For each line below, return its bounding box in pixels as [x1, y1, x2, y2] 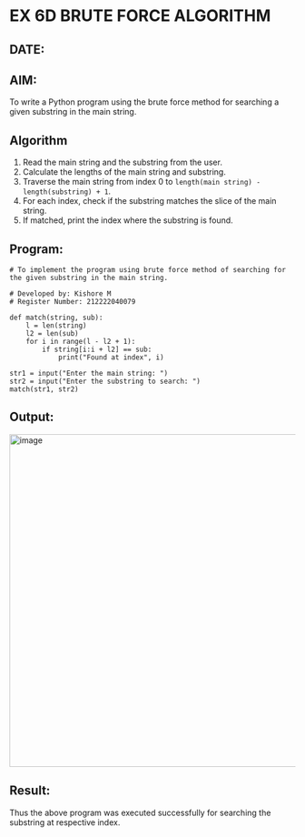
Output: [9, 409, 54, 425]
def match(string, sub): [9, 313, 103, 323]
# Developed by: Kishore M [9, 289, 112, 298]
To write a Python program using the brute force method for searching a [9, 96, 280, 107]
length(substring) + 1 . [22, 186, 112, 197]
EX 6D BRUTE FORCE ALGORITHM [9, 5, 271, 26]
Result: [9, 783, 51, 799]
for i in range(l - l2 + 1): [25, 338, 136, 347]
